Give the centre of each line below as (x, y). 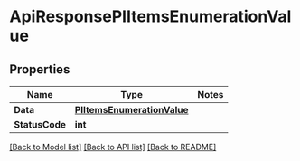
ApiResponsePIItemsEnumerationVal (150, 17)
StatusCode (40, 124)
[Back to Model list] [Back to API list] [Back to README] (113, 147)
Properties (40, 69)
